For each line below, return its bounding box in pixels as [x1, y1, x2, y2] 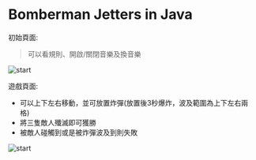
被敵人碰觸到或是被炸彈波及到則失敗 [19, 128, 138, 137]
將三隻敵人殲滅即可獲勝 [19, 117, 96, 127]
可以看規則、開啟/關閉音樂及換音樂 [27, 49, 141, 58]
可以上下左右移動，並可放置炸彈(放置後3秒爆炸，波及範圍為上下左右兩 [19, 98, 249, 107]
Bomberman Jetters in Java [8, 6, 193, 24]
